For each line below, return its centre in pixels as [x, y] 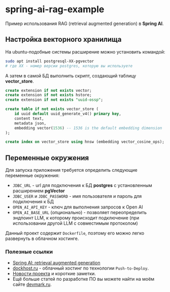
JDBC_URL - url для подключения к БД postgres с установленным [82, 185]
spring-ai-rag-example [55, 9]
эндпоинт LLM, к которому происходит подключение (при [76, 218]
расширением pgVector [39, 191]
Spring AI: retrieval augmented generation [56, 263]
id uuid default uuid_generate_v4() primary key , [68, 114]
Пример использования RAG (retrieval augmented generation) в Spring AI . [84, 23]
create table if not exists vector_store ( [52, 109]
